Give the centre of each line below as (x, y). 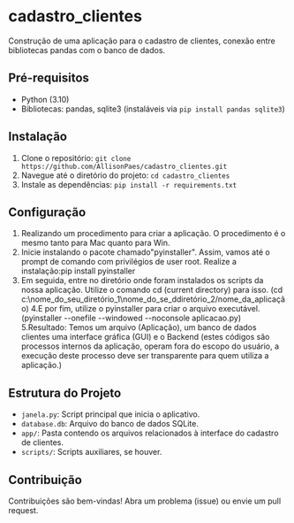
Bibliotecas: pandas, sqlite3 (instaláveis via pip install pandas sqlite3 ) (153, 109)
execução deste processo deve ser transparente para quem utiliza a (145, 356)
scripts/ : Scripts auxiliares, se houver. (91, 452)
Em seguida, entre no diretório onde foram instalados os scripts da (142, 281)
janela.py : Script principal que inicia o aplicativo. (110, 414)
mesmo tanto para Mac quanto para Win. (95, 243)
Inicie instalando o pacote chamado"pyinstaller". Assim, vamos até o (145, 252)
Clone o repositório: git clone (76, 158)
